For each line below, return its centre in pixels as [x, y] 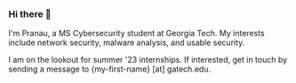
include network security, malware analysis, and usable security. [127, 42]
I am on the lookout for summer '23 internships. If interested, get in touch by [148, 60]
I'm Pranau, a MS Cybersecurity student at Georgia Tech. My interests [136, 34]
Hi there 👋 [30, 14]
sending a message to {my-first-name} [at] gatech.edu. [109, 69]
